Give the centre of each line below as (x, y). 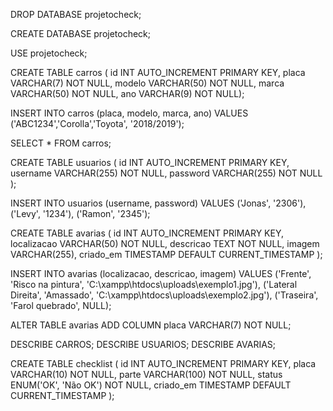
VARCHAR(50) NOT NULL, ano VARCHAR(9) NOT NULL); (127, 93)
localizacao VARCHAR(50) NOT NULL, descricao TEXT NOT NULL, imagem (165, 243)
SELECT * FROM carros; (61, 143)
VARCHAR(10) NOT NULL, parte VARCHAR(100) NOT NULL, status (146, 374)
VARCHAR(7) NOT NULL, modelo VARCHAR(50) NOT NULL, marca (147, 83)
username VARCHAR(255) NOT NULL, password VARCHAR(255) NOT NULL (166, 173)
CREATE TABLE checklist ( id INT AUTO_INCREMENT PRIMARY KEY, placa (163, 363)
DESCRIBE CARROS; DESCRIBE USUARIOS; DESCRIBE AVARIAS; (143, 344)
